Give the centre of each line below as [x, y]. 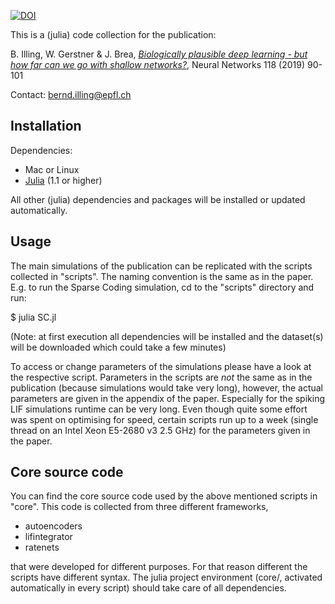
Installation [46, 126]
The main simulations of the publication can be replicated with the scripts [161, 266]
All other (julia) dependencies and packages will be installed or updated [158, 199]
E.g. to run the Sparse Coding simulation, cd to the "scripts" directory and [162, 287]
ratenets [42, 547]
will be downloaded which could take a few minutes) [118, 347]
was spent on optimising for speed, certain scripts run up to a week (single [164, 419]
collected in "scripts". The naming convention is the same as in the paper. [162, 276]
